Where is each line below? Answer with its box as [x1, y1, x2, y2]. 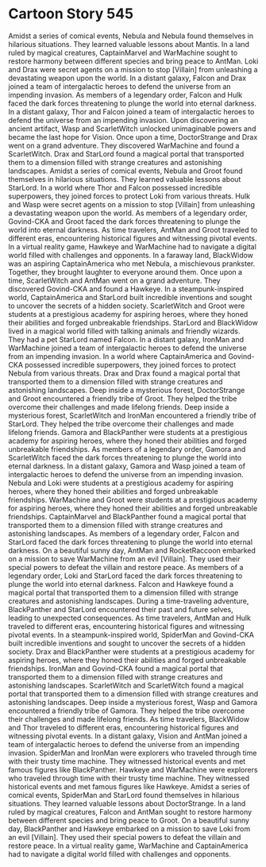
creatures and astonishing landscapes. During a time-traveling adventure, [8, 596, 249, 606]
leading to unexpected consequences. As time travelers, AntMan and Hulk [8, 613, 252, 622]
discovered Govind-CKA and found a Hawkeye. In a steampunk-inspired [8, 283, 245, 294]
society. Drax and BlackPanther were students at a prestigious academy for [8, 646, 255, 656]
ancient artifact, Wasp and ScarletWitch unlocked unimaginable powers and [8, 124, 256, 133]
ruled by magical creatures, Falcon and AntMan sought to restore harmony [8, 807, 253, 816]
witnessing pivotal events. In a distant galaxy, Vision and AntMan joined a [8, 731, 248, 741]
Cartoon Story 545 [8, 5, 133, 23]
